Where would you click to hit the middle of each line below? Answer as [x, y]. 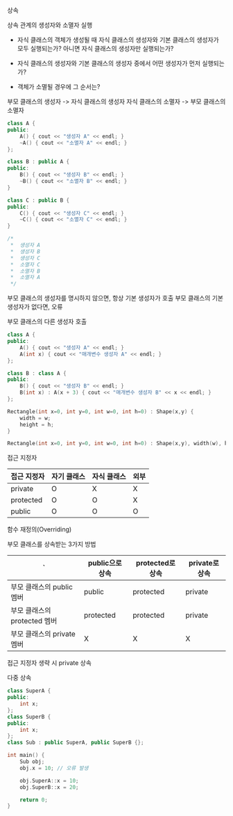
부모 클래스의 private [43, 634]
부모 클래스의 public [42, 587]
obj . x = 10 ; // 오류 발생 [54, 768]
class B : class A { [37, 373]
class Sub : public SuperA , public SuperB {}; [76, 743]
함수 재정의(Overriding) [40, 529]
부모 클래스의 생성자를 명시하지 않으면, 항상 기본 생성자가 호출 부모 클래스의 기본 [115, 298]
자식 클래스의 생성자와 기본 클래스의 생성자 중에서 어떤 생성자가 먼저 [109, 63]
